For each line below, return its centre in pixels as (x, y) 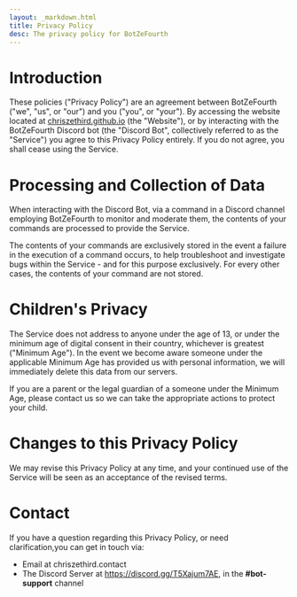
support (37, 583)
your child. (29, 407)
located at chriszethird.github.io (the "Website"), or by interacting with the (144, 121)
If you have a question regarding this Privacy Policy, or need (119, 538)
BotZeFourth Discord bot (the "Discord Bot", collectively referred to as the (144, 130)
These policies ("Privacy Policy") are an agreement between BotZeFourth (143, 102)
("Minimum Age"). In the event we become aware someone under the (136, 353)
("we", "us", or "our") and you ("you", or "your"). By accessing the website (145, 112)
